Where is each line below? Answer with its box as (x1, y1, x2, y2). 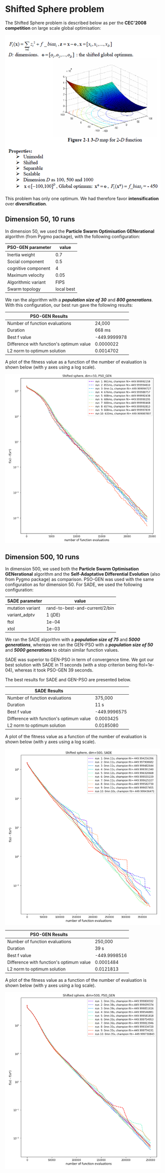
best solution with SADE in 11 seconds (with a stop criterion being (5, 662, 138, 668)
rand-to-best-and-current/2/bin (46, 605, 114, 611)
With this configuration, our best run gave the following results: (5, 302, 133, 308)
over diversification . (5, 201, 47, 207)
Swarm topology (7, 286, 41, 292)
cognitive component (7, 265, 51, 271)
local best (55, 286, 75, 292)
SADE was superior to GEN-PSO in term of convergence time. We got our (5, 657, 154, 663)
